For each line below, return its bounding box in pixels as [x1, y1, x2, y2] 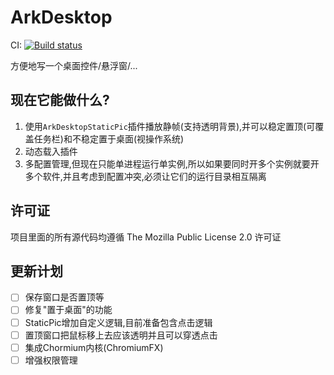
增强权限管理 [24, 354, 78, 366]
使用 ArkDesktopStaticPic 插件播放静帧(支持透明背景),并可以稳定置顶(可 [24, 120, 316, 132]
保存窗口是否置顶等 [24, 291, 105, 303]
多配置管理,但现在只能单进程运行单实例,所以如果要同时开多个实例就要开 [24, 157, 320, 170]
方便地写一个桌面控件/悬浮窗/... [10, 59, 138, 71]
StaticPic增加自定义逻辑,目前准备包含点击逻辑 [24, 316, 213, 328]
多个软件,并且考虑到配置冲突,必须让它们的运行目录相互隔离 [24, 170, 267, 182]
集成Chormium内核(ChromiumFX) [24, 341, 164, 353]
